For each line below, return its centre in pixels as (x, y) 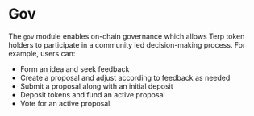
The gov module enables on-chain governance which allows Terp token (127, 36)
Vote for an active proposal (65, 103)
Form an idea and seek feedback (75, 68)
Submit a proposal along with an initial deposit (96, 86)
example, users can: (42, 53)
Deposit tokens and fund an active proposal (92, 94)
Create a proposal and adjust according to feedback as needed (125, 77)
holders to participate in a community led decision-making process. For (127, 44)
